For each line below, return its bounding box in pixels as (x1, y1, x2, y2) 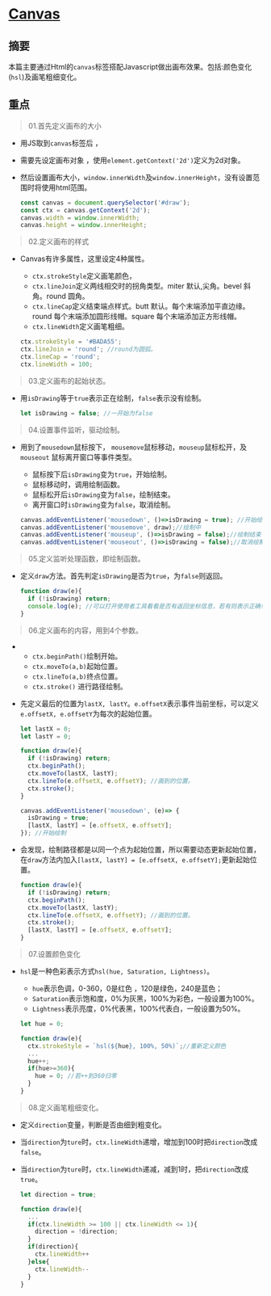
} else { (27, 1257, 50, 1265)
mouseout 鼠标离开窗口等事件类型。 (19, 452, 137, 461)
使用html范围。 (41, 183, 92, 192)
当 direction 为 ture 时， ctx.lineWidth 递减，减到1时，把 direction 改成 (19, 1164, 249, 1174)
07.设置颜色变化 (27, 949, 81, 959)
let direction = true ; (19, 1190, 97, 1198)
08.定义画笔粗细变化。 (27, 1102, 103, 1112)
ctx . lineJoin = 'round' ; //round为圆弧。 (19, 345, 157, 354)
